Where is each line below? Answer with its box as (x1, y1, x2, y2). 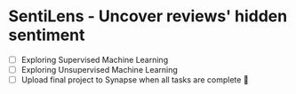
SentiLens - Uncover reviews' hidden (8, 6, 288, 27)
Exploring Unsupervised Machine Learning (20, 65, 179, 74)
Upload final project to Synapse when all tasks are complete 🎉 (20, 74, 250, 85)
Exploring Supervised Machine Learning (20, 54, 169, 65)
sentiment (8, 25, 85, 45)
